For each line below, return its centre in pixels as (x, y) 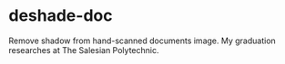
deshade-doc (61, 16)
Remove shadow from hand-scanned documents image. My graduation (142, 41)
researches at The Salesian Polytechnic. (84, 50)
